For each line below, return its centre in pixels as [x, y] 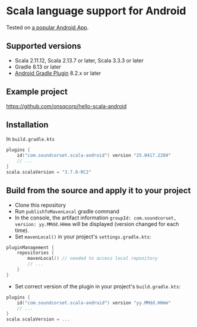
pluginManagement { [30, 247]
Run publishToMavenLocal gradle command [67, 211]
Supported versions [44, 46]
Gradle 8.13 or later [38, 67]
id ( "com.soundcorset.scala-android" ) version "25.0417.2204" [94, 156]
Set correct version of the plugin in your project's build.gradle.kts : [98, 286]
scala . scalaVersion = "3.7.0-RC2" [49, 172]
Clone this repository [40, 205]
